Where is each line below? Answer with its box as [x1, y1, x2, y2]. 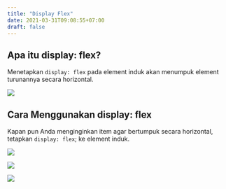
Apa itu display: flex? [7, 49, 101, 61]
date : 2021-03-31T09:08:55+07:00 [7, 17, 105, 24]
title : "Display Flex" [7, 10, 73, 17]
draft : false [7, 23, 45, 30]
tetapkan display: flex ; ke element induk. [7, 134, 130, 143]
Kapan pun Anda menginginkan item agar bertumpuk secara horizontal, [7, 127, 213, 135]
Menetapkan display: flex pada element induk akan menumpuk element [7, 68, 219, 76]
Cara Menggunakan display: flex [7, 108, 153, 120]
